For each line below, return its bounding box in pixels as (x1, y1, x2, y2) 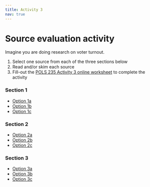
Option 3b (12, 171, 33, 177)
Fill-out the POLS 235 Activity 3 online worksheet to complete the (12, 69, 146, 75)
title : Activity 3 (5, 7, 43, 12)
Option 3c (12, 176, 33, 182)
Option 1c (12, 108, 32, 114)
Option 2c (12, 142, 33, 148)
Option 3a (12, 166, 33, 172)
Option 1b (12, 103, 32, 109)
